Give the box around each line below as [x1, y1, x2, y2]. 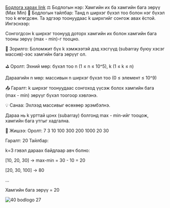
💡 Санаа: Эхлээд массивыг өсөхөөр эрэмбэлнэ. [5, 102, 111, 108]
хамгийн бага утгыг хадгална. [5, 118, 70, 124]
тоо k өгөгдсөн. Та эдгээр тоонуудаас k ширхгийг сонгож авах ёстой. [5, 15, 156, 21]
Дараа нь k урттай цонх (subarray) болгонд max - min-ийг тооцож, [5, 112, 149, 118]
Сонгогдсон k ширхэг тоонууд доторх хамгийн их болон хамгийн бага [5, 31, 157, 36]
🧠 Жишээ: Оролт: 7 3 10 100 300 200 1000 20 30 [5, 127, 109, 134]
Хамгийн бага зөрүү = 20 [5, 187, 60, 193]
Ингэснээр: [5, 20, 30, 27]
